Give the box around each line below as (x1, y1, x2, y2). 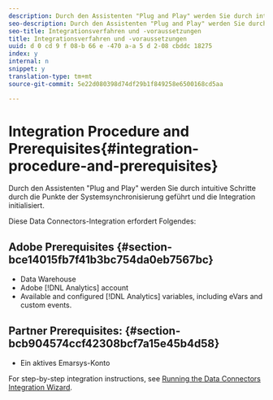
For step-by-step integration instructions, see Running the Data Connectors (8, 374, 262, 384)
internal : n (8, 58, 49, 66)
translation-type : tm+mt (8, 72, 93, 80)
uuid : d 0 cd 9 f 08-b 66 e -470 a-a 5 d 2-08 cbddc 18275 (8, 42, 213, 50)
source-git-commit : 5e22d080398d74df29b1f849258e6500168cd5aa (8, 80, 223, 88)
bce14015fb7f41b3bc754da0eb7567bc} (8, 253, 214, 267)
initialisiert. (8, 201, 45, 211)
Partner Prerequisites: (8, 324, 123, 337)
